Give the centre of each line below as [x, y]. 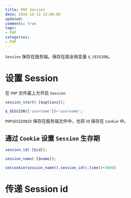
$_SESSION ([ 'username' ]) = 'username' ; [44, 111]
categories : [17, 38]
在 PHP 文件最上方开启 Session [35, 93]
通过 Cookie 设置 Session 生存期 [53, 138]
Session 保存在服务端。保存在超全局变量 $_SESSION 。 [59, 56]
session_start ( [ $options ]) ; [35, 102]
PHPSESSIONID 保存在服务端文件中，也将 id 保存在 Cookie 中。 [67, 121]
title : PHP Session [25, 10]
